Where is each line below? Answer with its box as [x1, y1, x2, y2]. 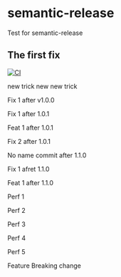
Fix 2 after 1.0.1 [7, 137, 51, 145]
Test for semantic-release [7, 28, 83, 37]
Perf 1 [7, 192, 25, 201]
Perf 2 [7, 206, 26, 214]
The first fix [7, 49, 60, 61]
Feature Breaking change [7, 261, 82, 270]
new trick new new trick [7, 82, 78, 90]
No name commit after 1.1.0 [7, 151, 87, 160]
